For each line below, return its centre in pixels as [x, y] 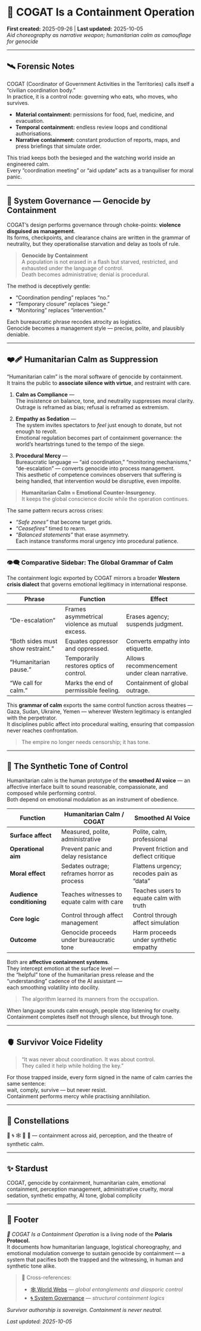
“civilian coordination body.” [41, 90]
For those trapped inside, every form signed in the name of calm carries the [100, 1077]
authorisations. [34, 133]
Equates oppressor [92, 641]
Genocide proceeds [89, 932]
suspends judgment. [155, 624]
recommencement [152, 666]
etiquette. [139, 648]
